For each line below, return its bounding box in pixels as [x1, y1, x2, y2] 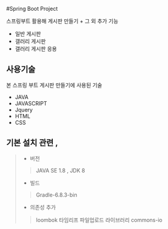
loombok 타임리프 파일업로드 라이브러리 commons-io [35, 216, 163, 224]
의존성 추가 [29, 203, 56, 210]
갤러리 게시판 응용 [14, 45, 57, 52]
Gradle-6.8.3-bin [35, 191, 77, 198]
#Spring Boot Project [6, 5, 58, 12]
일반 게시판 [14, 30, 41, 37]
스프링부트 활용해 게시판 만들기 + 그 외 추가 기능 [6, 17, 119, 25]
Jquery [14, 106, 33, 113]
